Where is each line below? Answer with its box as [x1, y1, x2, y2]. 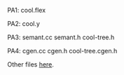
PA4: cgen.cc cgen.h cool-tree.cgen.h [7, 47, 118, 55]
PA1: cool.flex [7, 6, 46, 14]
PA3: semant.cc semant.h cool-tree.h [7, 33, 115, 41]
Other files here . [7, 60, 55, 69]
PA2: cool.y [7, 20, 41, 27]
